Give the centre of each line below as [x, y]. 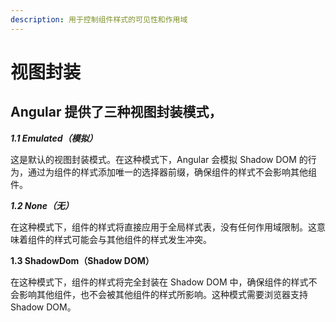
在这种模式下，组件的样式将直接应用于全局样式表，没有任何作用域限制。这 [163, 227]
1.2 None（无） [42, 205]
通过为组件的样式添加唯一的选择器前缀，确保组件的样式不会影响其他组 [172, 172]
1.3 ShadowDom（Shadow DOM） [82, 260]
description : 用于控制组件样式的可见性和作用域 [99, 19]
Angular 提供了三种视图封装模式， [116, 112]
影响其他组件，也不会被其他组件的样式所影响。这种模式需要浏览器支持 [163, 294]
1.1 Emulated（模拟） [54, 138]
